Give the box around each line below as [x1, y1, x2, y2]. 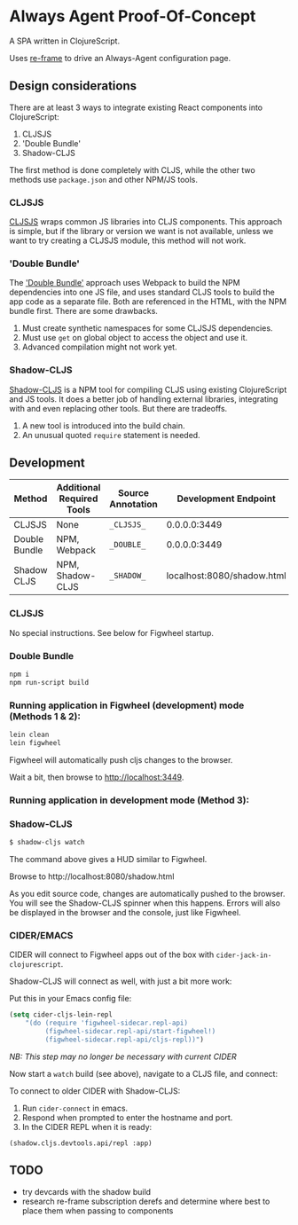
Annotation [109, 499, 158, 511]
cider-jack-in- [216, 951, 272, 960]
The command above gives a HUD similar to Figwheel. [9, 853, 208, 864]
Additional [56, 482, 101, 494]
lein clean [9, 730, 50, 740]
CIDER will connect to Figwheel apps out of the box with [9, 949, 215, 960]
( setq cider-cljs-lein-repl [9, 1010, 114, 1019]
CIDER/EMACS [9, 929, 74, 941]
